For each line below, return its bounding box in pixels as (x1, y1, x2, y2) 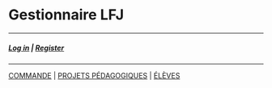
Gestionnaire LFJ (8, 6, 124, 24)
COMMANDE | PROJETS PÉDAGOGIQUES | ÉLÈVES (8, 70, 181, 80)
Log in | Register (8, 43, 65, 52)
